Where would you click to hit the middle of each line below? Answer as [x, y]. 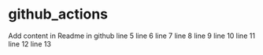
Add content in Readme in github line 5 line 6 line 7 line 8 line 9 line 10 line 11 [132, 36]
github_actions [58, 14]
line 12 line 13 [30, 43]
